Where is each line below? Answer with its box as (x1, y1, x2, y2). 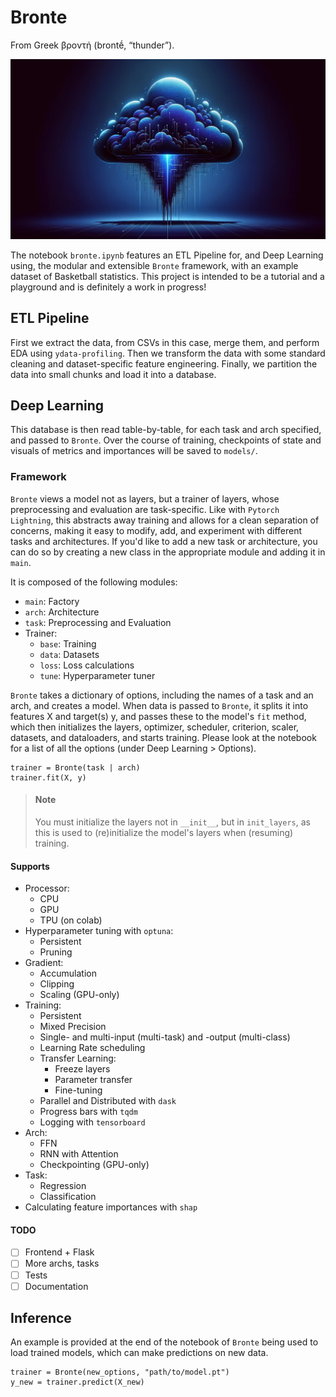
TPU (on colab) (39, 914, 103, 926)
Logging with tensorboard (39, 1116, 146, 1128)
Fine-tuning (54, 1084, 103, 1096)
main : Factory (24, 595, 80, 607)
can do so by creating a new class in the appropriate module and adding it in (10, 546, 326, 558)
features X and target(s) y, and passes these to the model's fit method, (10, 710, 307, 722)
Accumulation (39, 967, 97, 980)
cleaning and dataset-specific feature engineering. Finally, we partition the (10, 357, 318, 370)
